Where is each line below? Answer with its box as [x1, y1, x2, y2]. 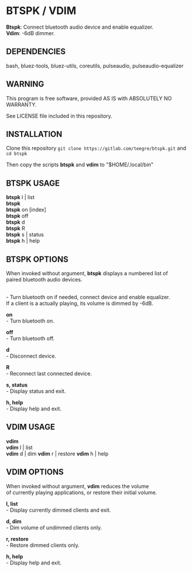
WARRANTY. [6, 101, 37, 108]
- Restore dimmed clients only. [6, 542, 80, 549]
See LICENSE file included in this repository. [6, 112, 112, 119]
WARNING [6, 79, 44, 89]
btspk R [6, 225, 25, 232]
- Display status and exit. [6, 388, 66, 395]
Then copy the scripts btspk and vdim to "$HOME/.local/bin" [6, 161, 154, 168]
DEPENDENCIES [6, 47, 66, 57]
